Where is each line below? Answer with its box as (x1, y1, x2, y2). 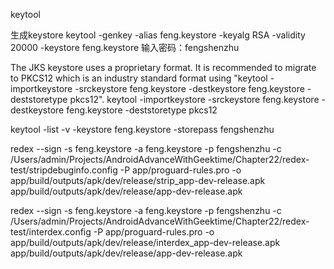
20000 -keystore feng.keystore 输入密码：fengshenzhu (10, 42, 240, 53)
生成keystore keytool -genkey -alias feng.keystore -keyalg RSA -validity (10, 29, 306, 41)
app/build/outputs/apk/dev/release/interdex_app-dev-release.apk (10, 237, 281, 248)
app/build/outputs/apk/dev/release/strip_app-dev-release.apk (10, 175, 266, 186)
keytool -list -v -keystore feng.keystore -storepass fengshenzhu (10, 124, 275, 135)
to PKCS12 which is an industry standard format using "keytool (10, 72, 268, 84)
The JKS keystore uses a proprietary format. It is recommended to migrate (10, 62, 317, 73)
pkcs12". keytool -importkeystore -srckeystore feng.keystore (69, 94, 320, 105)
